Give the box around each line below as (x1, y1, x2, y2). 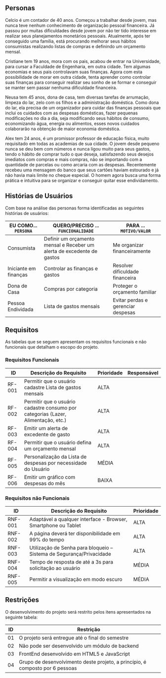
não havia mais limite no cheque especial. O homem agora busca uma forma (5, 172, 161, 178)
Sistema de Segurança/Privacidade (29, 551, 111, 558)
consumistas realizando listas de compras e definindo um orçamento (5, 43, 146, 49)
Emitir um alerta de (24, 424, 68, 431)
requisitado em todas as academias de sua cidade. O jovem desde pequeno (5, 141, 160, 147)
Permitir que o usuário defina (24, 439, 91, 446)
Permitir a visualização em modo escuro (29, 576, 123, 583)
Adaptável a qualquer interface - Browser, (29, 516, 127, 523)
